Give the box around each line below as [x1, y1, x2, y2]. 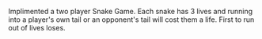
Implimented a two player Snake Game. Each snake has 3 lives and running [8, 7, 253, 16]
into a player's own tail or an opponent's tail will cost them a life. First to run [8, 15, 255, 24]
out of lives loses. [8, 23, 66, 32]
